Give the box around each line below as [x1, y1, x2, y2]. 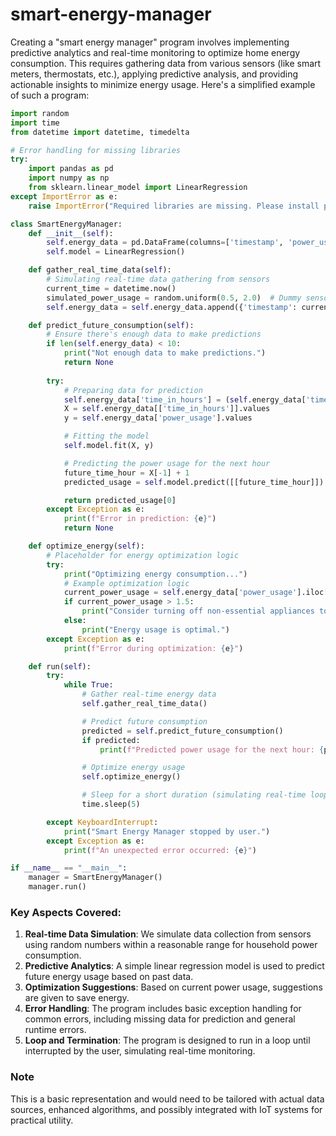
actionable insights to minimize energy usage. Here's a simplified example [10, 78, 316, 90]
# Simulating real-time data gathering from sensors [46, 274, 271, 285]
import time [10, 118, 60, 128]
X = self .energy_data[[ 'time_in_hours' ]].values [63, 404, 271, 414]
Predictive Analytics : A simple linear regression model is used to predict [24, 960, 325, 972]
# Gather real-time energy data [81, 689, 217, 700]
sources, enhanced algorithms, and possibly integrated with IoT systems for [10, 1103, 323, 1115]
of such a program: [10, 89, 90, 101]
